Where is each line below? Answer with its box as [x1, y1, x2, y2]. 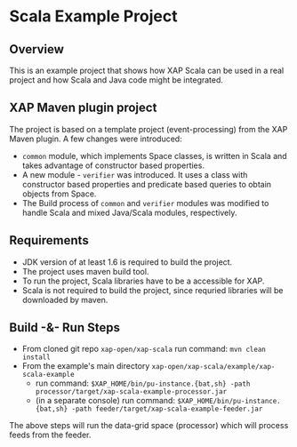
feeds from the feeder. [9, 429, 92, 441]
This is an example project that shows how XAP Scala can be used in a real [9, 65, 285, 76]
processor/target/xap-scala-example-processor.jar [35, 387, 228, 396]
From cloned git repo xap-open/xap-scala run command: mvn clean [21, 344, 267, 355]
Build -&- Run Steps [9, 320, 120, 335]
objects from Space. [21, 188, 97, 199]
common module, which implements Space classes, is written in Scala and [21, 150, 287, 161]
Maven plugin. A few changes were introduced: [9, 133, 182, 144]
